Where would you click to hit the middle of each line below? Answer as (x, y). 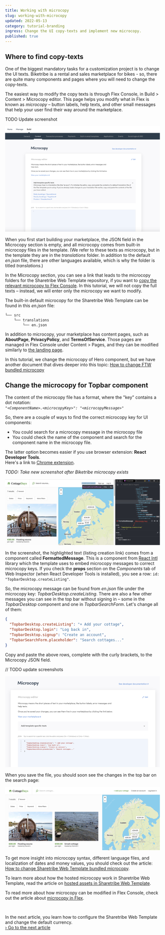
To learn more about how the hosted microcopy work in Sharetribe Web (77, 878)
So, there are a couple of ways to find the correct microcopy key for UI (77, 417)
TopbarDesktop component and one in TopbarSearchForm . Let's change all (82, 604)
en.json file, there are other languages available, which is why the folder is (80, 260)
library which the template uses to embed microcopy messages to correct (80, 563)
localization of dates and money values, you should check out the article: (79, 863)
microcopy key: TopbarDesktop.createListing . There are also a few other (79, 594)
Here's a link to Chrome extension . (40, 462)
